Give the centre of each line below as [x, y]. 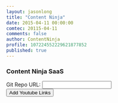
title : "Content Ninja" [36, 17]
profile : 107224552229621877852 [46, 45]
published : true [26, 51]
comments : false [26, 34]
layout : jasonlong [29, 12]
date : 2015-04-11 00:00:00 [40, 23]
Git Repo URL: [23, 85]
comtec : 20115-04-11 [32, 28]
